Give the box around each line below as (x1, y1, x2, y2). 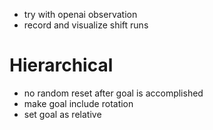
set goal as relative (23, 108, 102, 120)
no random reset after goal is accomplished (23, 87, 204, 99)
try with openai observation (23, 9, 138, 20)
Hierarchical (9, 54, 114, 77)
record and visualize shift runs (23, 19, 149, 31)
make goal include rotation (23, 97, 134, 109)
